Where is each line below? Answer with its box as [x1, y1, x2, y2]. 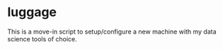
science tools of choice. [7, 34, 78, 43]
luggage [7, 4, 57, 20]
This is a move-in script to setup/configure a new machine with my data [7, 27, 217, 36]
